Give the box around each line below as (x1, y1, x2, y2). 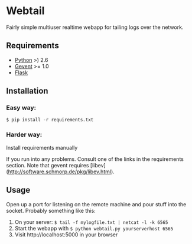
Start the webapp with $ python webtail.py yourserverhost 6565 (14, 225, 174, 232)
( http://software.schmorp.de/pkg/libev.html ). (6, 168, 115, 175)
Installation (6, 86, 48, 96)
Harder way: (6, 131, 43, 139)
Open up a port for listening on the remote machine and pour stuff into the (6, 200, 187, 207)
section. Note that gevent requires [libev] (6, 161, 106, 169)
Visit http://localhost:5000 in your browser (14, 231, 118, 238)
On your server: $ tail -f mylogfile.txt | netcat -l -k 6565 (14, 218, 168, 225)
